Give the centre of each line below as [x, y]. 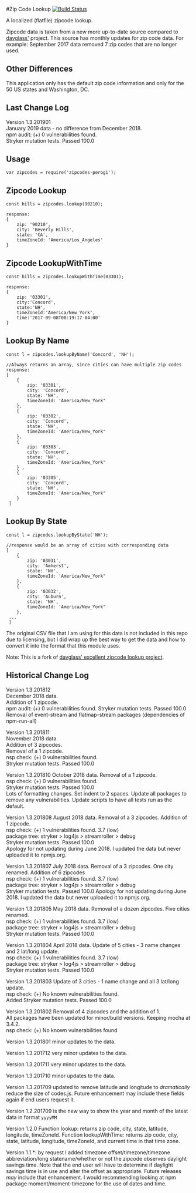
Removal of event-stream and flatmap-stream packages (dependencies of [96, 715]
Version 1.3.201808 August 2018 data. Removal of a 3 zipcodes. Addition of [97, 817]
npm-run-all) [21, 721]
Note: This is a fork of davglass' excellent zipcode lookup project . [85, 657]
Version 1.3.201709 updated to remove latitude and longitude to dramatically [98, 1087]
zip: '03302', [44, 416]
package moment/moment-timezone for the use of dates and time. [86, 1184]
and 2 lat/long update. [33, 951]
